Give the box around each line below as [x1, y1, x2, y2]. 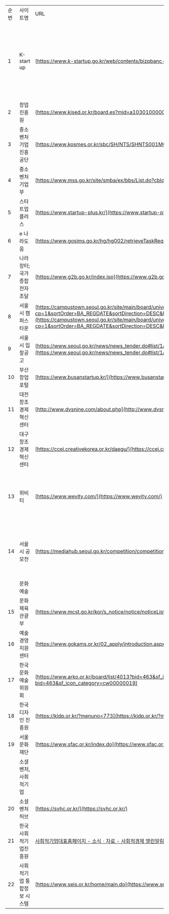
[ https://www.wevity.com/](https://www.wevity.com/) [35, 493, 162, 500]
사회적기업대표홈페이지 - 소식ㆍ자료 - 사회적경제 [35, 838, 145, 844]
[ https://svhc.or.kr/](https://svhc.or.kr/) [35, 805, 128, 812]
